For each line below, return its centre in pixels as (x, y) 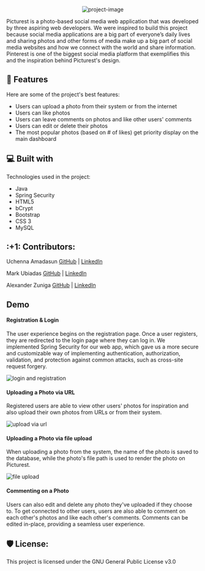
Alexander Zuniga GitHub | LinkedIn (51, 285)
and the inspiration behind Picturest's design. (63, 60)
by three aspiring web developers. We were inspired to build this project (97, 28)
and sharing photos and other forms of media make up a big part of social (99, 41)
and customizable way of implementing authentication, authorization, (93, 354)
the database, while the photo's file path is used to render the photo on (96, 458)
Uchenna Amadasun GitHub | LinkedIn (54, 262)
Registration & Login (33, 320)
